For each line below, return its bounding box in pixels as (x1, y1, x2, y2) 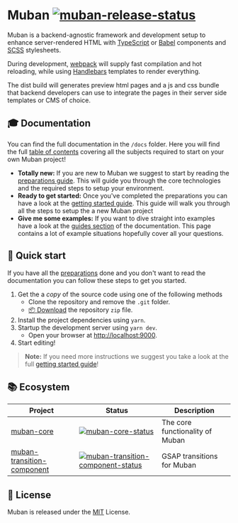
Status (105, 406, 129, 416)
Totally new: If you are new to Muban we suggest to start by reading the (17, 168, 229, 177)
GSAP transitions (161, 451, 218, 461)
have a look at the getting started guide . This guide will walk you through (17, 199, 230, 207)
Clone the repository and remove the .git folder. (28, 297, 171, 306)
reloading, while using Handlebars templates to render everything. (7, 67, 200, 75)
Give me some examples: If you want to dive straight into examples (17, 214, 215, 222)
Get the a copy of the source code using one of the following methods (17, 290, 223, 298)
